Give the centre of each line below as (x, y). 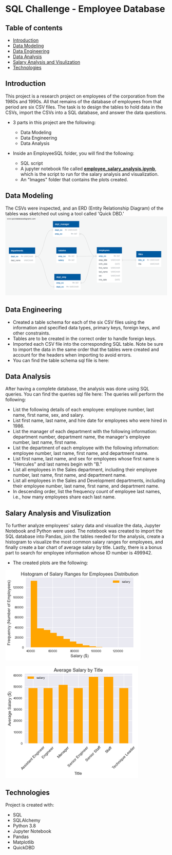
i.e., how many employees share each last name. (64, 497)
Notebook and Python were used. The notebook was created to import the (84, 531)
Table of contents (34, 28)
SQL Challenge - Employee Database (85, 9)
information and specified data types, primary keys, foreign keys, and (86, 327)
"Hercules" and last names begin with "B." (57, 464)
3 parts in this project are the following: (54, 122)
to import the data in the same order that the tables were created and (86, 349)
